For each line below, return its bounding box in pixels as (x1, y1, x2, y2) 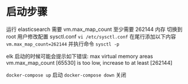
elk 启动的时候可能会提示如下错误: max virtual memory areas (6, 52, 153, 60)
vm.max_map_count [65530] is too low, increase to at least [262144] (6, 59, 173, 66)
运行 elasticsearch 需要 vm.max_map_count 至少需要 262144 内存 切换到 (6, 26, 183, 33)
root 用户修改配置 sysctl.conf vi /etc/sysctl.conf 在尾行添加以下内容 (6, 33, 176, 40)
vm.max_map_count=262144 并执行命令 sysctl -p (6, 40, 120, 47)
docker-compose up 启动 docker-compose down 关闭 (6, 71, 127, 78)
